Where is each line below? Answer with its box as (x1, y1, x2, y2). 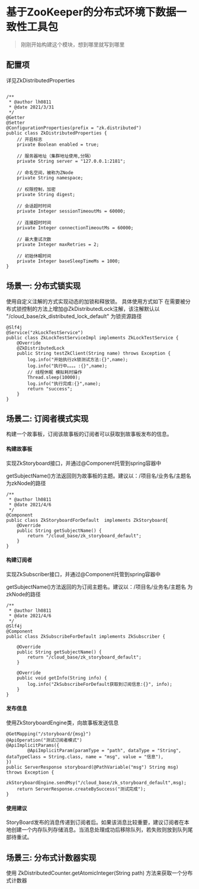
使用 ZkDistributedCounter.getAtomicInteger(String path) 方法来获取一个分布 (6, 869, 193, 877)
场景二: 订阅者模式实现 (6, 413, 89, 423)
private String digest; (17, 191, 76, 197)
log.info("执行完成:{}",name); (27, 380, 101, 387)
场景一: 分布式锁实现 (6, 281, 81, 291)
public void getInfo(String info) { (17, 675, 108, 681)
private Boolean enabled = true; (17, 142, 99, 147)
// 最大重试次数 (17, 236, 52, 242)
